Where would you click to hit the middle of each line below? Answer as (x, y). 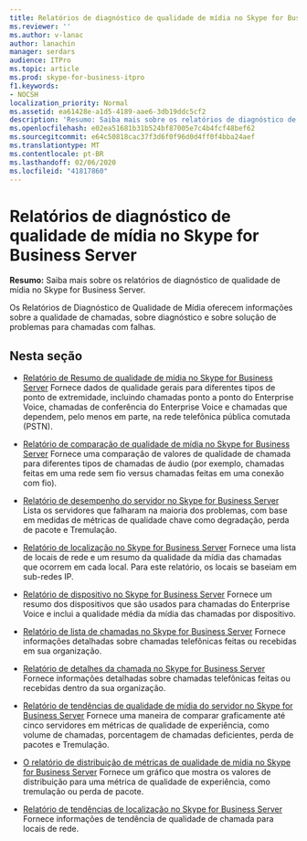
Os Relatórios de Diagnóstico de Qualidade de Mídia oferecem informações (151, 308)
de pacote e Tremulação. (69, 530)
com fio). (40, 483)
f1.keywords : (34, 86)
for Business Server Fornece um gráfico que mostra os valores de (147, 772)
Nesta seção (46, 356)
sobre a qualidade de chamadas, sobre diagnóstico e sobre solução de (143, 317)
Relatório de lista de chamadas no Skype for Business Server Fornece (154, 632)
